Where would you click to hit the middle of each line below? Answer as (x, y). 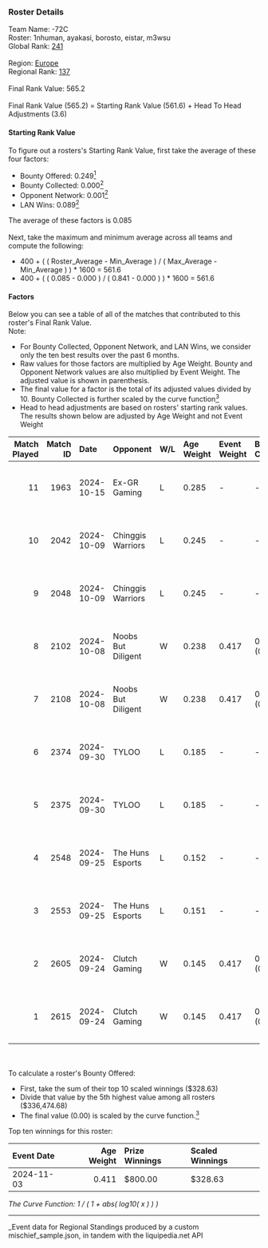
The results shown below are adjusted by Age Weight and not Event (131, 416)
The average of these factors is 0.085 (70, 220)
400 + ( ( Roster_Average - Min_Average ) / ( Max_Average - (118, 261)
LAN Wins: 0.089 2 (49, 204)
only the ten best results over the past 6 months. (99, 355)
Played (26, 454)
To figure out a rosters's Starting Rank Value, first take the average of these (132, 150)
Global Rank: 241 (36, 46)
